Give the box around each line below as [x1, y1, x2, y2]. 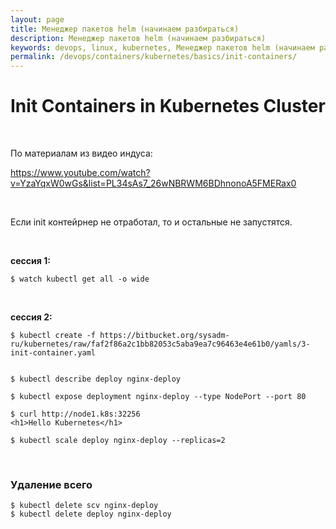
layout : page [10, 14, 65, 25]
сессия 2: [10, 311, 53, 323]
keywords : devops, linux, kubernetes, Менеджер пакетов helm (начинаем [10, 42, 315, 53]
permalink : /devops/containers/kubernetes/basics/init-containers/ [10, 52, 298, 62]
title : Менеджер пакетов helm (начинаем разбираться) [10, 24, 240, 34]
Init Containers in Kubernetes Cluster [10, 95, 326, 118]
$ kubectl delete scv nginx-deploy [10, 501, 159, 511]
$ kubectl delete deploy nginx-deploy [10, 509, 172, 520]
